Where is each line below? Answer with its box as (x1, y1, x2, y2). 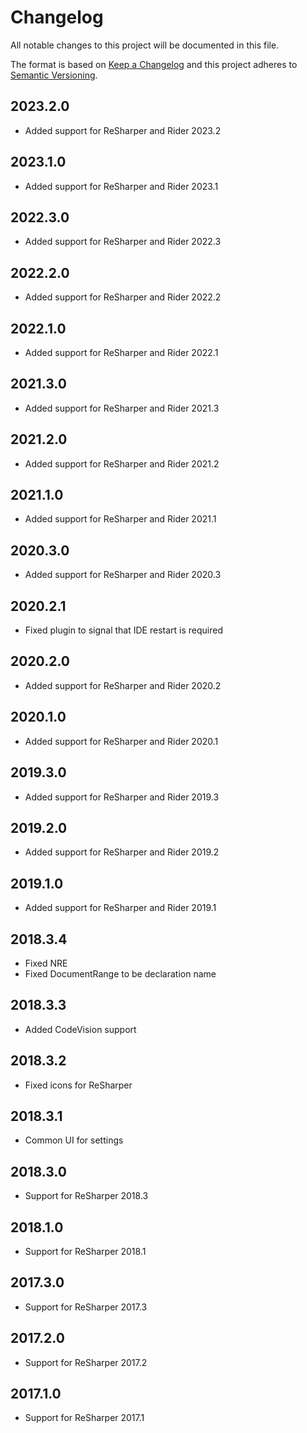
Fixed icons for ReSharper (24, 1079, 133, 1091)
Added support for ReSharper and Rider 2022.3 (24, 236, 222, 248)
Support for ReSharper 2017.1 (24, 1412, 145, 1424)
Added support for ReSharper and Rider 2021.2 (24, 457, 220, 470)
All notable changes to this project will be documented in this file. (10, 39, 280, 51)
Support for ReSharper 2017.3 (24, 1301, 148, 1313)
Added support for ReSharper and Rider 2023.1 (24, 180, 219, 192)
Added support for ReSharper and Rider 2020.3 (24, 569, 222, 581)
